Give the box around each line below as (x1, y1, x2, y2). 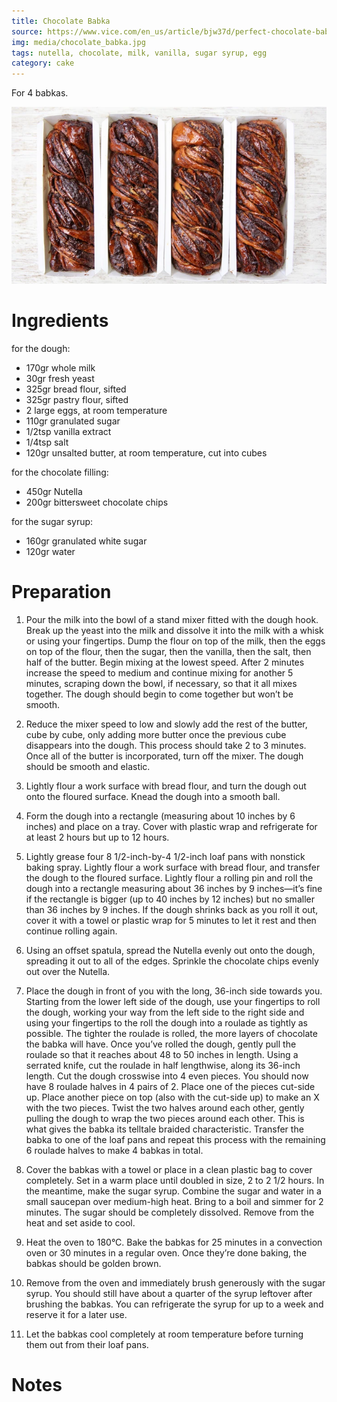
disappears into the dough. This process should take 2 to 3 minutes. (25, 739, 307, 751)
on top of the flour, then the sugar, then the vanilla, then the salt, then (25, 645, 312, 657)
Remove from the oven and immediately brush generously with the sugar (25, 1276, 326, 1289)
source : (11, 26, 44, 37)
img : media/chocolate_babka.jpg (11, 37, 146, 47)
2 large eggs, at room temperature (25, 405, 168, 417)
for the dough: (11, 343, 71, 355)
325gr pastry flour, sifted (25, 394, 129, 406)
